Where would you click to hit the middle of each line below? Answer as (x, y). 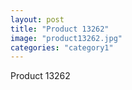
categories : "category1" (62, 47)
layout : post (37, 19)
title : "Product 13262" (60, 29)
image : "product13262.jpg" (66, 38)
